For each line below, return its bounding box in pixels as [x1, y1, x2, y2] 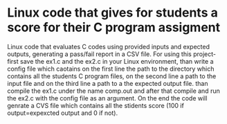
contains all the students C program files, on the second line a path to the [7, 71, 217, 80]
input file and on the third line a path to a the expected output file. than [7, 79, 208, 87]
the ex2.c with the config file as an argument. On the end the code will [7, 94, 208, 102]
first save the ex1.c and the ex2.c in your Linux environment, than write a [7, 57, 214, 65]
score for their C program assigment [7, 19, 221, 35]
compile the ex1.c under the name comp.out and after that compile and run [7, 87, 220, 95]
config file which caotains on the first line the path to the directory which [7, 64, 215, 73]
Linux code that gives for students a [7, 5, 218, 21]
